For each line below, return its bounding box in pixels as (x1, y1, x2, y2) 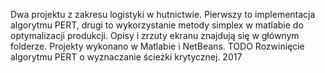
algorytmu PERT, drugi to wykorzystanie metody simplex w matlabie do (10, 19, 304, 31)
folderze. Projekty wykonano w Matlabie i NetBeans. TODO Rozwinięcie (10, 40, 305, 52)
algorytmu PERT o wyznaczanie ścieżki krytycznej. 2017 (10, 51, 243, 63)
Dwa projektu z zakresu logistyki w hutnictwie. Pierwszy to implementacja (10, 9, 316, 20)
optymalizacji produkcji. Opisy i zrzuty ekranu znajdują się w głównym (10, 30, 300, 41)
